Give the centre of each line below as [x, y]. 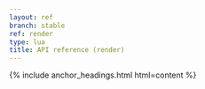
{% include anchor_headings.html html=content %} [103, 75]
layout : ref [31, 17]
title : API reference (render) [67, 50]
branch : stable [37, 26]
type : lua [28, 42]
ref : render [31, 33]
